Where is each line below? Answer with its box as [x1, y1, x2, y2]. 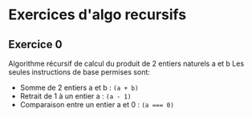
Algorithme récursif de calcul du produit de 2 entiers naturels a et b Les [8, 58, 245, 68]
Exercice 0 [8, 38, 63, 51]
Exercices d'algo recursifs [8, 6, 187, 24]
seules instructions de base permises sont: [8, 67, 151, 77]
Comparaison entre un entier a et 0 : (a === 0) [19, 100, 174, 109]
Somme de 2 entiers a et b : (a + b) [19, 83, 139, 92]
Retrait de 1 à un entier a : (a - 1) [19, 91, 132, 101]
